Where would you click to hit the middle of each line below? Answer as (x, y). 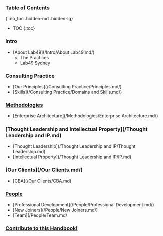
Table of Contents (28, 8)
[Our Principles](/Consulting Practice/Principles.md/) (67, 86)
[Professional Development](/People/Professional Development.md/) (83, 205)
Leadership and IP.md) (33, 136)
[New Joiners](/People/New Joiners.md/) (55, 210)
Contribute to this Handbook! (41, 228)
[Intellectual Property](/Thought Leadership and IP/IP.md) (72, 157)
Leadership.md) (29, 152)
